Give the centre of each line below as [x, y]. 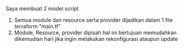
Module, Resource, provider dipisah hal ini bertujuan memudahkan [95, 33]
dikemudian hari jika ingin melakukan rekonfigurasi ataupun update [96, 39]
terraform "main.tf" [37, 26]
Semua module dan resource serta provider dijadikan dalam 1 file [93, 20]
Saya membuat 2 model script [42, 9]
